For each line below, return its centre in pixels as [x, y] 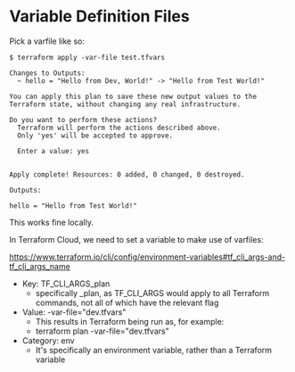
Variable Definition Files [99, 17]
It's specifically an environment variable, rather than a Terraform [154, 350]
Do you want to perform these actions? [83, 120]
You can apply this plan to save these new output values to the [133, 96]
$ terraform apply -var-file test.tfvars [87, 57]
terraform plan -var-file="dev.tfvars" [102, 331]
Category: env [48, 340]
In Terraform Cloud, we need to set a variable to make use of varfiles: [137, 239]
